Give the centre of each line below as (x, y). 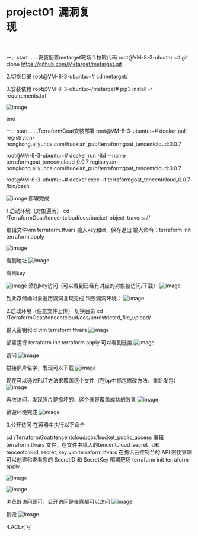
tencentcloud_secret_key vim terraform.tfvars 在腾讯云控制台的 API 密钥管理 (99, 452)
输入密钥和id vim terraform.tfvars (47, 330)
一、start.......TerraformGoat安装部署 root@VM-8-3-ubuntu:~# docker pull (96, 131)
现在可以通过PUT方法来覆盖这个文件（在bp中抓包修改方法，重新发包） (92, 380)
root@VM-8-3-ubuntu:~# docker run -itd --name (66, 155)
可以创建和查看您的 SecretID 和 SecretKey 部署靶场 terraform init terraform (97, 459)
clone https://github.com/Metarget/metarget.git (64, 64)
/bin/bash (18, 186)
